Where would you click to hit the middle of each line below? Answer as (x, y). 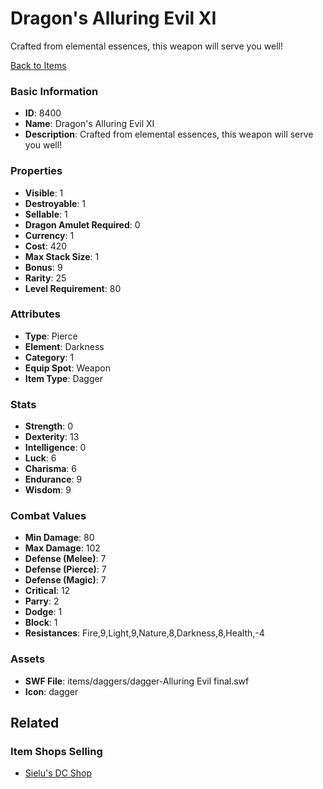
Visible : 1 (44, 193)
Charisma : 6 (50, 469)
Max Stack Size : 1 (62, 256)
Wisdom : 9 (48, 490)
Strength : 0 (49, 426)
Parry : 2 (42, 601)
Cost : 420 (46, 246)
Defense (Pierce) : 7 (65, 569)
